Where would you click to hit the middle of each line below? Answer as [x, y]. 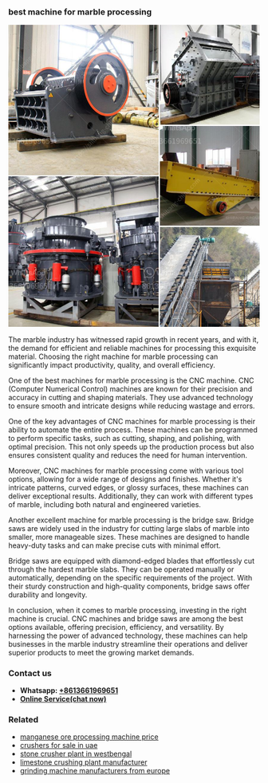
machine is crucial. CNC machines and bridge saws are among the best [126, 618]
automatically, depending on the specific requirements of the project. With [130, 577]
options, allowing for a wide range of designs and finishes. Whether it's [125, 479]
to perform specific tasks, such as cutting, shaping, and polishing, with [124, 438]
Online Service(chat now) [63, 698]
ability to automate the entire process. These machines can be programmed [133, 430]
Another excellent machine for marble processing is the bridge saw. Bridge [131, 520]
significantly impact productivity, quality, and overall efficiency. [112, 364]
